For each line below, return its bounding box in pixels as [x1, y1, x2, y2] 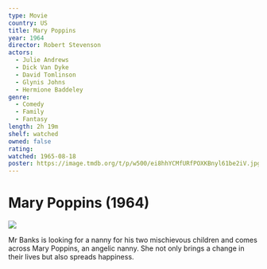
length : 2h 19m [8, 123, 59, 131]
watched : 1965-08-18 [8, 152, 77, 160]
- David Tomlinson [15, 71, 77, 79]
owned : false [8, 137, 52, 146]
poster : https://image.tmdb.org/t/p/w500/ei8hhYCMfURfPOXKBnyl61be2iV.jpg [8, 160, 261, 168]
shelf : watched [8, 130, 59, 138]
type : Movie [8, 11, 48, 20]
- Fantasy [15, 115, 48, 123]
